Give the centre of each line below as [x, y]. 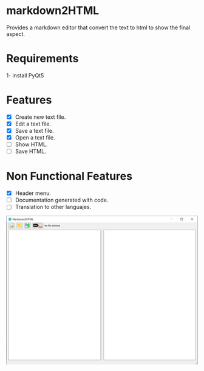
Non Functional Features [69, 176]
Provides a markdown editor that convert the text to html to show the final [98, 27]
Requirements [42, 59]
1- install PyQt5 [25, 75]
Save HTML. [31, 151]
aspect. [16, 34]
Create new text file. [40, 117]
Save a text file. [34, 130]
